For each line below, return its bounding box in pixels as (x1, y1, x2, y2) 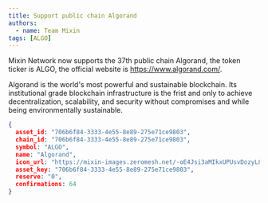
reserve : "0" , (15, 173, 62, 181)
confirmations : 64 (15, 181, 77, 189)
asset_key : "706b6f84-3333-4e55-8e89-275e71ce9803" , (15, 165, 195, 173)
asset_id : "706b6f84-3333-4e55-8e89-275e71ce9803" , (15, 129, 191, 137)
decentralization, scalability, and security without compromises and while (8, 97, 250, 106)
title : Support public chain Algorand (8, 11, 137, 20)
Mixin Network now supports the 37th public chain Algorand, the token (8, 56, 241, 66)
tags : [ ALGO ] (8, 34, 52, 42)
